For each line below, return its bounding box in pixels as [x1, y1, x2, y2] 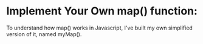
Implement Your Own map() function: [6, 4, 198, 18]
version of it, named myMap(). [6, 30, 82, 37]
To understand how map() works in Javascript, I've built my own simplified [6, 24, 193, 31]
